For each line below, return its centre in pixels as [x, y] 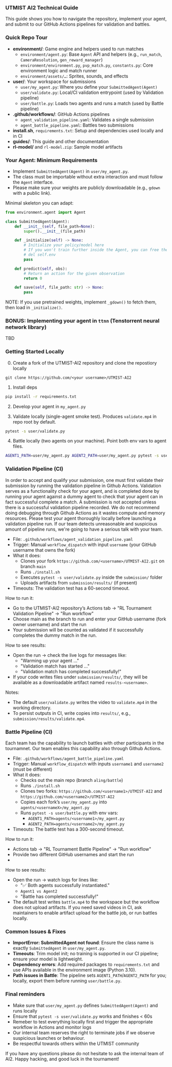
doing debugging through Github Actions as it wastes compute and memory [85, 513]
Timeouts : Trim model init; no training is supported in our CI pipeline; [85, 954]
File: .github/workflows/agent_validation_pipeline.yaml [73, 539]
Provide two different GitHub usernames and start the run [73, 854]
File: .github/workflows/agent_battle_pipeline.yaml [68, 758]
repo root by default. [34, 421]
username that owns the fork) [44, 550]
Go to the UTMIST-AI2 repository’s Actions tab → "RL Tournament [82, 608]
